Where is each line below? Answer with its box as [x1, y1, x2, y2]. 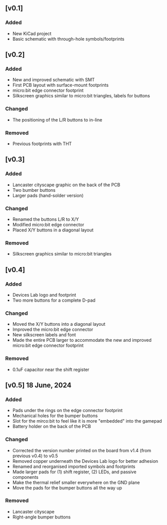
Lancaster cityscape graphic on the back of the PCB [12, 182, 120, 188]
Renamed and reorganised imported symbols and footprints [12, 463, 135, 469]
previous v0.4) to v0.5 [12, 453, 58, 459]
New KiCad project [12, 30, 51, 37]
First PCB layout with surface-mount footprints [12, 82, 109, 88]
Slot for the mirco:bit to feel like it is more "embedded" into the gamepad [12, 418, 162, 424]
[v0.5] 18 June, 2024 [5, 381, 71, 389]
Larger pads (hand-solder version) [12, 192, 84, 198]
